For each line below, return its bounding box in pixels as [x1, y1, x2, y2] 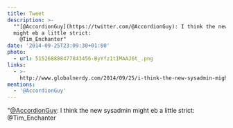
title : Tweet [7, 10, 45, 17]
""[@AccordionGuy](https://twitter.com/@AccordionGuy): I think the [13, 23, 216, 30]
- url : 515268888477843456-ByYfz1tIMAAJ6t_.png [13, 55, 154, 62]
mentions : [7, 81, 36, 88]
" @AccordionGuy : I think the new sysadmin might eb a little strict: [7, 107, 195, 115]
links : [7, 62, 26, 68]
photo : [7, 49, 26, 56]
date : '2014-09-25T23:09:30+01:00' [7, 42, 110, 49]
